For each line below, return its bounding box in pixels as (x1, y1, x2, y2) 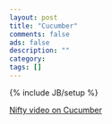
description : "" (9, 46, 70, 55)
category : (9, 54, 47, 63)
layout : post (9, 12, 58, 22)
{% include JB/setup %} (9, 87, 99, 98)
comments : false (9, 29, 70, 38)
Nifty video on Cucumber (9, 104, 103, 115)
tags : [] (9, 63, 42, 72)
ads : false (9, 37, 50, 47)
